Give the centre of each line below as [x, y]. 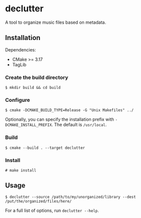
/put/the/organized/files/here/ [38, 201]
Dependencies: [21, 49]
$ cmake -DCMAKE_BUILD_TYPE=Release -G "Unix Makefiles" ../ [70, 110]
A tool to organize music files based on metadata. [56, 22]
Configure [18, 100]
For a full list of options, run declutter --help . [52, 210]
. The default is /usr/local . [79, 125]
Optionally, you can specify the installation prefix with [60, 120]
